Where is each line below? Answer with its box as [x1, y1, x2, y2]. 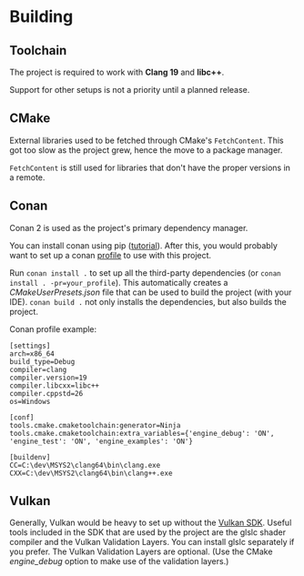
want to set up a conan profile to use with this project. [9, 249, 212, 260]
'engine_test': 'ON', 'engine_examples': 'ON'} [9, 437, 194, 446]
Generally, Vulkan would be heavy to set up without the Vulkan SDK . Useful [9, 517, 292, 529]
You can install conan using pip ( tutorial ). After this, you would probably [9, 239, 278, 251]
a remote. [9, 171, 46, 183]
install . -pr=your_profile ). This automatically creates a [9, 277, 228, 288]
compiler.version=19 [9, 373, 88, 382]
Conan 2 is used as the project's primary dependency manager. [9, 222, 248, 233]
